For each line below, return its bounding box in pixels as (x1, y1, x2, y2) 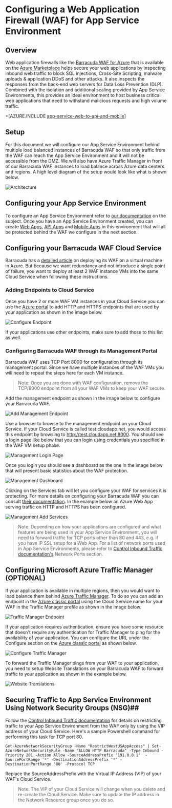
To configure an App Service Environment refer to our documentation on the (5, 212, 166, 219)
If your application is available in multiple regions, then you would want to (5, 587, 160, 594)
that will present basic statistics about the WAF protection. (5, 468, 128, 474)
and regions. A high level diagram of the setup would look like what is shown (5, 168, 167, 175)
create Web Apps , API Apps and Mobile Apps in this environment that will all (5, 223, 166, 229)
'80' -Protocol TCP (53, 761, 95, 766)
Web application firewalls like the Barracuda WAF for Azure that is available (5, 60, 164, 65)
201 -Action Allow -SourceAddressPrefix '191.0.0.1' (26, 753, 141, 758)
